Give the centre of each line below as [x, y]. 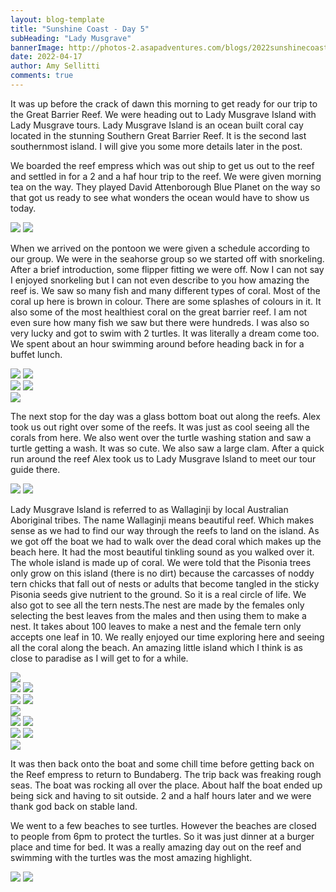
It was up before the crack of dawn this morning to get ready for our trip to [164, 103]
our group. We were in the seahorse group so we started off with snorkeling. [167, 258]
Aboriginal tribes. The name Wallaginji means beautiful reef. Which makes [162, 520]
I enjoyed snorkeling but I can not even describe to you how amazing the [160, 280]
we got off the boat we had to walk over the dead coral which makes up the [166, 541]
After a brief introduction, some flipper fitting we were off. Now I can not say [167, 269]
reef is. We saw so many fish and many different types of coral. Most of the [165, 290]
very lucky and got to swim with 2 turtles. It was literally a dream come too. [165, 333]
